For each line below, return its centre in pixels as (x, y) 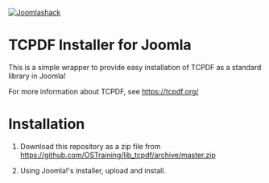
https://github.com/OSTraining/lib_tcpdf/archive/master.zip (118, 155)
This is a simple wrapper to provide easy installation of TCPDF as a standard (135, 67)
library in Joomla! (37, 76)
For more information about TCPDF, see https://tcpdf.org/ (103, 91)
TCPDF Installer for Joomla (100, 45)
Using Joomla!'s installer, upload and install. (93, 170)
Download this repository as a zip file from (90, 146)
